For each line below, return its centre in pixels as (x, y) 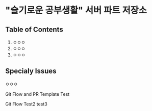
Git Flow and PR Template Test (37, 94)
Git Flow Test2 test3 (26, 104)
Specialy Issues (31, 71)
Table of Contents (34, 29)
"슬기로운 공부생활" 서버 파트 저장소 (76, 10)
